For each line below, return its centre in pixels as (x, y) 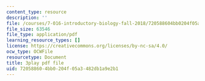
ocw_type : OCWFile (30, 52)
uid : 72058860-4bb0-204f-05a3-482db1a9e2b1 (63, 69)
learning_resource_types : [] (43, 40)
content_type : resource (37, 12)
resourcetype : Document (37, 57)
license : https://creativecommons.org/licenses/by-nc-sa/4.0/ (87, 46)
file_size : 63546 (28, 29)
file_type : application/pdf (42, 35)
